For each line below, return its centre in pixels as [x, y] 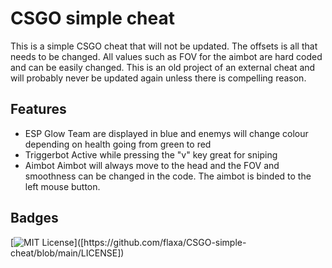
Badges [34, 218]
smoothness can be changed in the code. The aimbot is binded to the [168, 176]
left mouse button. [62, 186]
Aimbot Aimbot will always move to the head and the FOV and [152, 165]
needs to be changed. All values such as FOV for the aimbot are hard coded [166, 56]
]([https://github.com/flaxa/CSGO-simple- [160, 242]
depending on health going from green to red [118, 144]
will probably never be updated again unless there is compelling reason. [158, 78]
